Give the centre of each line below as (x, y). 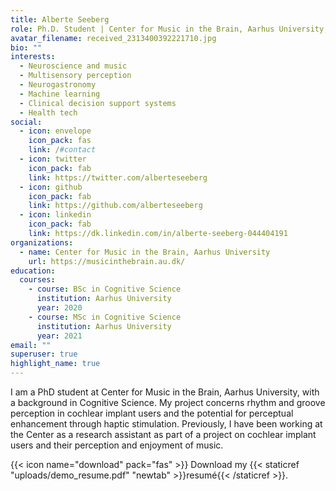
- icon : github (51, 187)
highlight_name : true (55, 364)
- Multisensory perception (75, 76)
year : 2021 (59, 336)
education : (33, 271)
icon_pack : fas (60, 141)
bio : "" (26, 47)
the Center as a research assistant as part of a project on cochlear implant (163, 434)
